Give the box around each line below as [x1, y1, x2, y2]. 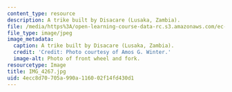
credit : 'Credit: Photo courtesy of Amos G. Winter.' [13, 49, 171, 56]
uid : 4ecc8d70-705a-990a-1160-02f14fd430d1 [7, 74, 135, 82]
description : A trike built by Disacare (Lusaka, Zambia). [7, 17, 181, 24]
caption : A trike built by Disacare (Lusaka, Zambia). [13, 42, 175, 49]
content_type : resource [7, 10, 76, 17]
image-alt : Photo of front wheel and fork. [13, 55, 140, 62]
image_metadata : [7, 36, 54, 43]
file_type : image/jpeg [7, 29, 72, 37]
